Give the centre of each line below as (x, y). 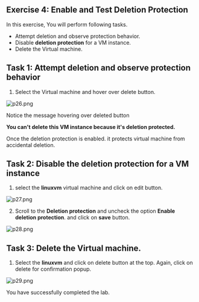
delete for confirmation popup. (53, 269)
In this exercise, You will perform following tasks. (67, 24)
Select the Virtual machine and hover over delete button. (85, 92)
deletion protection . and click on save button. (72, 218)
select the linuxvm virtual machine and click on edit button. (89, 188)
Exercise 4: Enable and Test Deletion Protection (97, 10)
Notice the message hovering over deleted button (68, 115)
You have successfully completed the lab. (58, 292)
